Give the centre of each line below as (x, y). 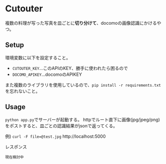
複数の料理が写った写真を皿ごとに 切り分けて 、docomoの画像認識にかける (81, 23)
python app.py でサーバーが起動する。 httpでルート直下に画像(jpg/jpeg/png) (83, 119)
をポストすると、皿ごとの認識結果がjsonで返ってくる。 (61, 126)
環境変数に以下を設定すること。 (38, 57)
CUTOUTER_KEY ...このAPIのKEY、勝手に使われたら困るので (70, 68)
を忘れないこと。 (23, 91)
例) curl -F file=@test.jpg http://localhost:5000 (55, 136)
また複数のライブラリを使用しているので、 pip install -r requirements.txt (83, 85)
